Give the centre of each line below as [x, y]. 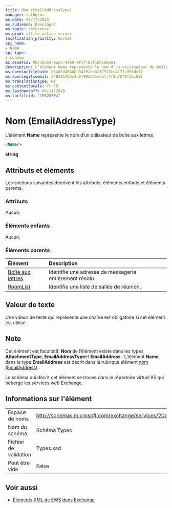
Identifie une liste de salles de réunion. [95, 286]
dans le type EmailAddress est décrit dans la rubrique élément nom [77, 362]
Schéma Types [54, 430]
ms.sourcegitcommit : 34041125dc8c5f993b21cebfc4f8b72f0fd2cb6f [74, 77]
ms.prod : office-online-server [39, 34]
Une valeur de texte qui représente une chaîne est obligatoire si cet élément [85, 317]
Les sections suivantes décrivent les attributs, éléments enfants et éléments [85, 183]
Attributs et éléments [40, 170]
